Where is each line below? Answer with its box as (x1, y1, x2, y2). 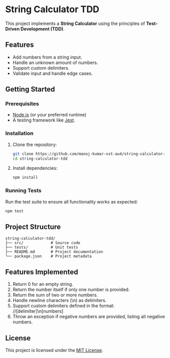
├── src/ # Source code (5, 241, 81, 246)
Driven (5, 25, 20, 32)
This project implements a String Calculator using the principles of (5, 20, 146, 26)
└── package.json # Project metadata (5, 254, 92, 259)
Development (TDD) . (20, 25, 65, 32)
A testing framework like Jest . (12, 117, 75, 123)
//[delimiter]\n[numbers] (12, 308, 63, 314)
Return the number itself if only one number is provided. (12, 286, 130, 293)
